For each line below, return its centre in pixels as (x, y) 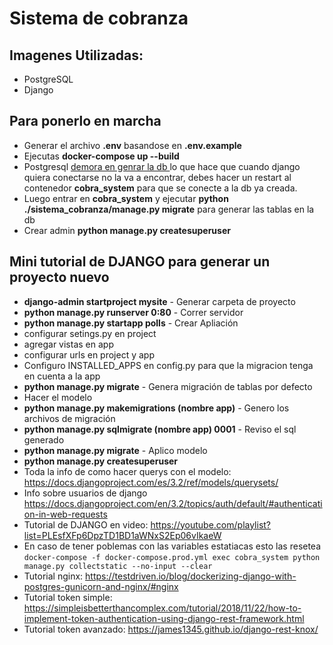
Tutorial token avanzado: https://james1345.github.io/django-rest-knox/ (171, 629)
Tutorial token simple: (68, 597)
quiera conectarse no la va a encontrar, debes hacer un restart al (157, 177)
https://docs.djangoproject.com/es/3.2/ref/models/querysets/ (151, 482)
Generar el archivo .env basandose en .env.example (132, 145)
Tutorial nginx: (53, 576)
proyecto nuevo (59, 277)
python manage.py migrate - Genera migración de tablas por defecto (168, 386)
